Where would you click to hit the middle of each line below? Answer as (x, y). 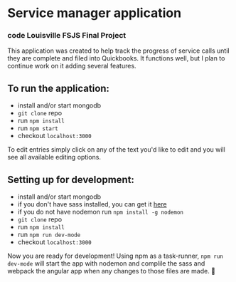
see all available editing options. (54, 157)
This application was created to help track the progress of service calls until (118, 51)
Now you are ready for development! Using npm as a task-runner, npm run (116, 256)
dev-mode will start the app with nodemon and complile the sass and (106, 263)
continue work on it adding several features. (72, 66)
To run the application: (59, 88)
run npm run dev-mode (49, 235)
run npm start (38, 128)
